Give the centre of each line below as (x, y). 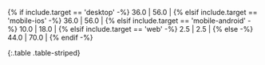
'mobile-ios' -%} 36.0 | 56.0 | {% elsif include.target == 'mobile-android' (127, 21)
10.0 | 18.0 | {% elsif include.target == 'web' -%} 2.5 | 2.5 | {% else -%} (136, 29)
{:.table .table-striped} (44, 53)
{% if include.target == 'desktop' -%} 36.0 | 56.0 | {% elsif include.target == (132, 12)
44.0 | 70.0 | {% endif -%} (50, 37)
